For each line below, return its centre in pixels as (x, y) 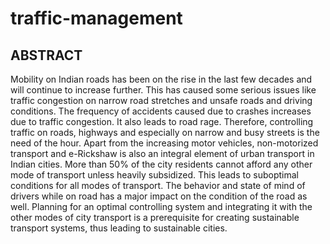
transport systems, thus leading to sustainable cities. (119, 228)
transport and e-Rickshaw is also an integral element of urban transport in (162, 153)
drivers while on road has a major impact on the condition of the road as (159, 196)
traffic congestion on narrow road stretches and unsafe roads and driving (161, 100)
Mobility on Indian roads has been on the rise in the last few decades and (161, 79)
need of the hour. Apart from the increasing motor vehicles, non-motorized (164, 143)
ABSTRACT (46, 55)
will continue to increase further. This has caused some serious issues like (163, 90)
